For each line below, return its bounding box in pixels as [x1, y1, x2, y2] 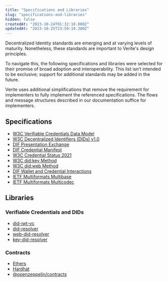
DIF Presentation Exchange [12, 141, 69, 147]
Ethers [12, 260, 26, 266]
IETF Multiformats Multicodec [12, 179, 74, 185]
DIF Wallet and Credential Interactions [12, 168, 92, 174]
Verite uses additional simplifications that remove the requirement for [5, 86, 149, 92]
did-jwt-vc [12, 220, 34, 226]
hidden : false [5, 17, 35, 22]
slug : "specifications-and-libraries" [5, 12, 87, 17]
